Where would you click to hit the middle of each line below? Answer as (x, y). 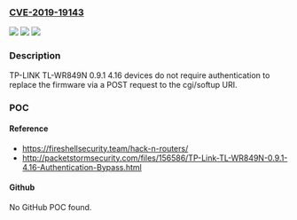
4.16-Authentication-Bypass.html (82, 167)
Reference (29, 129)
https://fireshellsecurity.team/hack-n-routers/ (105, 148)
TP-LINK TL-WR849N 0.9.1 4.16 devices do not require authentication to (140, 75)
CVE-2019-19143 (47, 12)
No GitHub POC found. (51, 207)
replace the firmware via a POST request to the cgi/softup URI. (123, 84)
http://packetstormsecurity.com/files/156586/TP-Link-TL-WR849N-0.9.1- (155, 158)
